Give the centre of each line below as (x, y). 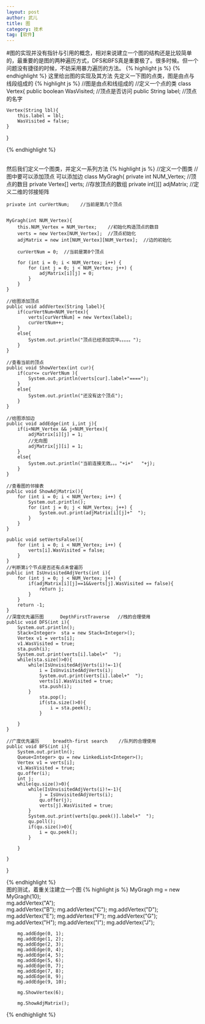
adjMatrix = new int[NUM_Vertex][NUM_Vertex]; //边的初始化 (95, 240)
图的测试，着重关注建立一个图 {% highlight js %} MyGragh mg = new (93, 890)
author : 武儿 (22, 18)
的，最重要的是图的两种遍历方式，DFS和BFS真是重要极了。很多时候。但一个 (102, 61)
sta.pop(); (53, 697)
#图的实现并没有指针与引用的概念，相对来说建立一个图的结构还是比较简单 (99, 53)
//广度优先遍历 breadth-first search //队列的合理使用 (81, 741)
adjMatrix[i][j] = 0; (67, 274)
